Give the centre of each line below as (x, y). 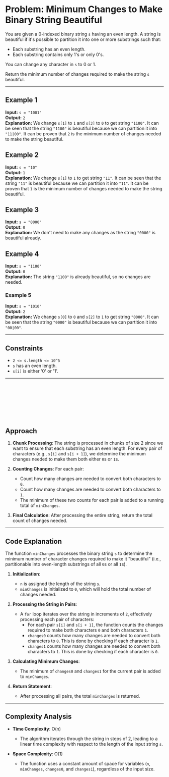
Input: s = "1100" (23, 266)
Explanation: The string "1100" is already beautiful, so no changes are (78, 277)
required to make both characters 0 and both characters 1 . (88, 630)
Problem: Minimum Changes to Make (84, 9)
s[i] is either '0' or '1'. (35, 371)
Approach (21, 431)
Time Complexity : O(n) (37, 729)
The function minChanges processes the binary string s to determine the (79, 553)
